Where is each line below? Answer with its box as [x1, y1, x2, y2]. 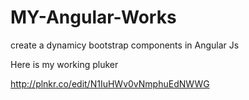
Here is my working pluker [10, 58, 119, 70]
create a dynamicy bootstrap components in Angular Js [10, 39, 240, 51]
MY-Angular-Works [10, 6, 177, 29]
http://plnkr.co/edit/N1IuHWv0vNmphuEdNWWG [10, 77, 210, 90]
